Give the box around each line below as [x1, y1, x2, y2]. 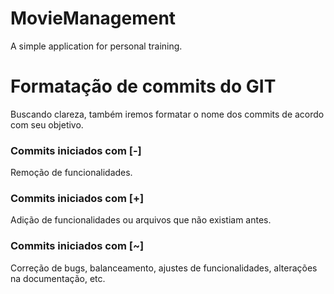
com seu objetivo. [10, 118, 84, 131]
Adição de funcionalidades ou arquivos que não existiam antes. [10, 214, 272, 226]
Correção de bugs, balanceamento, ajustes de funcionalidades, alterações [10, 262, 318, 274]
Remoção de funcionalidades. [10, 167, 133, 179]
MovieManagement [10, 7, 177, 30]
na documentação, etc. [10, 272, 106, 284]
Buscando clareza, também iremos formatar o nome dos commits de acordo [10, 108, 325, 120]
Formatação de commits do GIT [10, 75, 277, 98]
